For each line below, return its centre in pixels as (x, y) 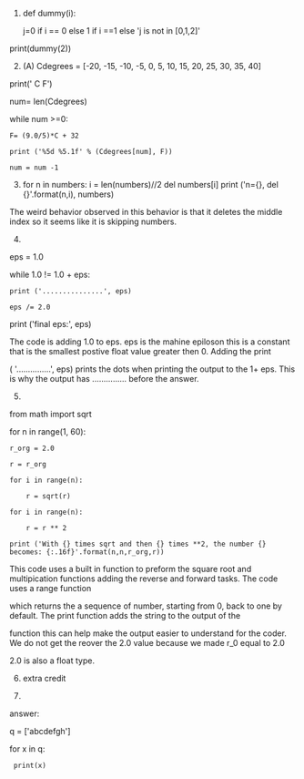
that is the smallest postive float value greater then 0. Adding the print (140, 351)
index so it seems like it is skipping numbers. (93, 221)
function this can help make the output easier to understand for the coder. (148, 633)
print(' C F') (31, 84)
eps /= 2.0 (30, 307)
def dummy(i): (49, 13)
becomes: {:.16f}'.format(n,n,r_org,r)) (87, 552)
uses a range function (51, 588)
